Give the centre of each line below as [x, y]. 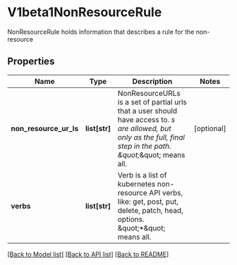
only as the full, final [151, 137]
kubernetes [136, 184]
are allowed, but [144, 128]
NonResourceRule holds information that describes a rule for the [101, 32]
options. [131, 219]
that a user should [147, 111]
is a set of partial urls [152, 101]
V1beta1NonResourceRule [85, 12]
